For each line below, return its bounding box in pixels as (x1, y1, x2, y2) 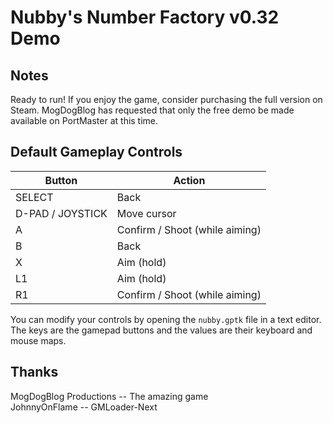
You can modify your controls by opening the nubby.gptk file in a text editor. (10, 313, 322, 325)
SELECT (15, 190, 54, 204)
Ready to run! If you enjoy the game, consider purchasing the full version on (10, 94, 323, 105)
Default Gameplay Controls (10, 144, 183, 161)
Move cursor (116, 206, 177, 220)
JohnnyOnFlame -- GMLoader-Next (10, 401, 158, 413)
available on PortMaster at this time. (10, 115, 159, 126)
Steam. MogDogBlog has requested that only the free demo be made (10, 104, 295, 116)
